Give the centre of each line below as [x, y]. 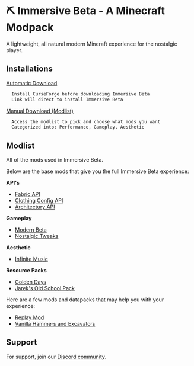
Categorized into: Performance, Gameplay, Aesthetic [78, 127]
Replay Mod [29, 317]
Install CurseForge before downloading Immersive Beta [81, 94]
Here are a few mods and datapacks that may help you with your [85, 300]
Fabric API [27, 194]
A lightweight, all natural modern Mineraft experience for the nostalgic [92, 44]
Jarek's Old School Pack [45, 288]
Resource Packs [26, 271]
